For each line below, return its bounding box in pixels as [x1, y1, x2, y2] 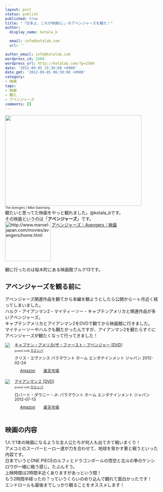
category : [5, 74, 25, 79]
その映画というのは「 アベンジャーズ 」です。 [5, 216, 94, 222]
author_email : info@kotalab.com [5, 52, 71, 56]
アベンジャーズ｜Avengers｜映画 [52, 222, 117, 228]
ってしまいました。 [5, 302, 44, 308]
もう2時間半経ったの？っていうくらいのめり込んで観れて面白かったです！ [5, 476, 152, 482]
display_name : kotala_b [9, 30, 57, 35]
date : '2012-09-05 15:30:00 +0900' [5, 65, 77, 71]
